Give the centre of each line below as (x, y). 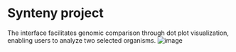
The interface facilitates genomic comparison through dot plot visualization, (118, 33)
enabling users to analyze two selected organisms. (82, 40)
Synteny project (56, 13)
